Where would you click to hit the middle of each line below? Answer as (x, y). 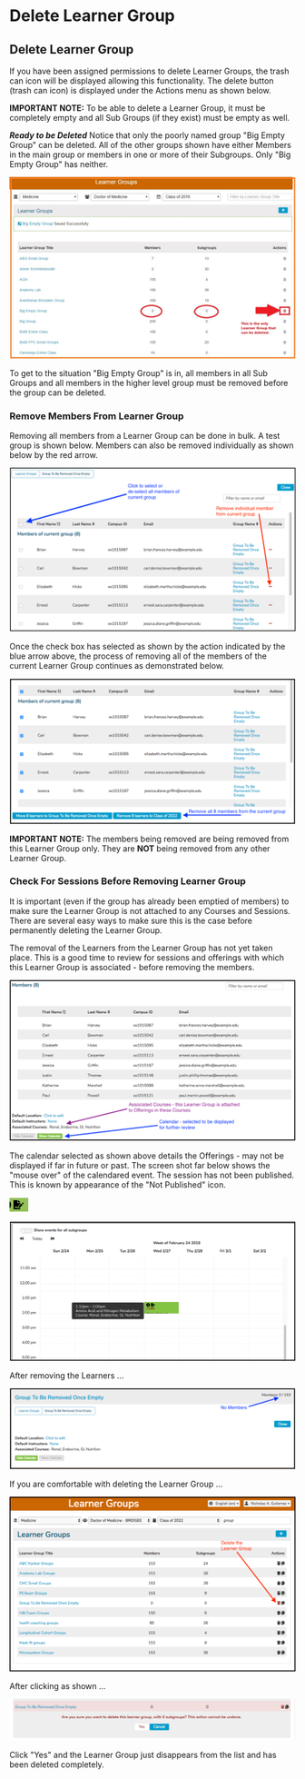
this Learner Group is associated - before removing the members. (132, 967)
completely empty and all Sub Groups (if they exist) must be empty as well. (150, 118)
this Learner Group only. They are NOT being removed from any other (140, 848)
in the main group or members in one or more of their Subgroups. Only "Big (150, 154)
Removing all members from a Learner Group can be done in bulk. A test (145, 436)
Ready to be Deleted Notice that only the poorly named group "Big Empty (148, 135)
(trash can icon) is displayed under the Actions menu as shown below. (141, 90)
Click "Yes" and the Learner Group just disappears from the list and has (143, 1755)
